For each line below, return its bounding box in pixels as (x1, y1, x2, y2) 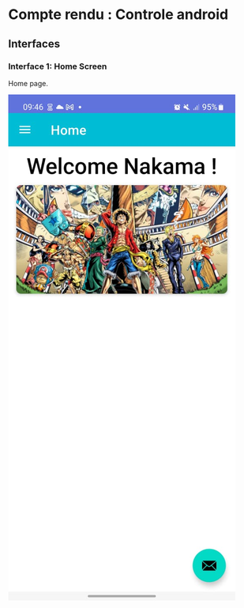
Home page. (8, 78, 49, 88)
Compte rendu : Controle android (8, 6, 229, 24)
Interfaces (8, 37, 61, 51)
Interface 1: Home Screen (8, 61, 107, 72)
